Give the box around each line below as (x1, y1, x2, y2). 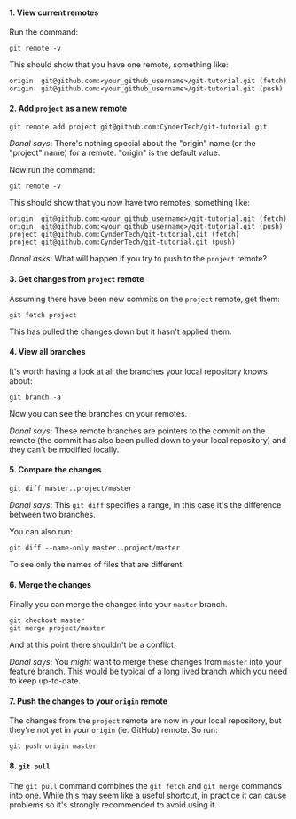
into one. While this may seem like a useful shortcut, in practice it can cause (9, 790, 287, 800)
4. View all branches (9, 347, 86, 357)
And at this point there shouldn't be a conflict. (9, 639, 176, 651)
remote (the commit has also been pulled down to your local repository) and (9, 434, 286, 445)
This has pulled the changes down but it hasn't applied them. (9, 326, 232, 337)
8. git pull (9, 760, 51, 771)
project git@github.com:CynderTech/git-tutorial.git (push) (9, 238, 237, 247)
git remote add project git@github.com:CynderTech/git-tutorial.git (9, 122, 268, 132)
